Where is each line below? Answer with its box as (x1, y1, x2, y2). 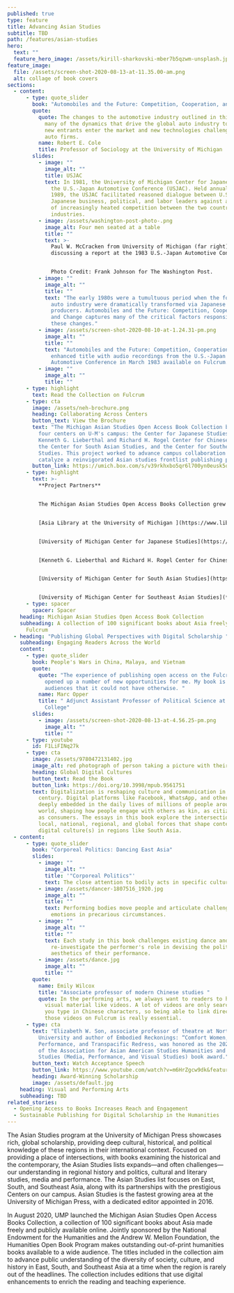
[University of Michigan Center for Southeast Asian (38, 594, 195, 601)
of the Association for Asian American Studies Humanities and (38, 1047, 226, 1054)
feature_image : (7, 62, 52, 69)
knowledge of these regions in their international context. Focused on (7, 1146, 207, 1154)
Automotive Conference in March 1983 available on (51, 359, 201, 366)
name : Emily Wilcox (38, 982, 95, 989)
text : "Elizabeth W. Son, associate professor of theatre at (32, 1028, 214, 1035)
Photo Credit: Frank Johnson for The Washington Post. (51, 269, 214, 276)
